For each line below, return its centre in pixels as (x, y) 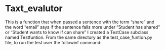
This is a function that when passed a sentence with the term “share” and (80, 22)
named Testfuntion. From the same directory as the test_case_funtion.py (79, 37)
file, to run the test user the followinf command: (54, 42)
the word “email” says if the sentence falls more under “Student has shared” (83, 27)
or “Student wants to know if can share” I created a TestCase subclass (77, 32)
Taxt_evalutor (34, 8)
